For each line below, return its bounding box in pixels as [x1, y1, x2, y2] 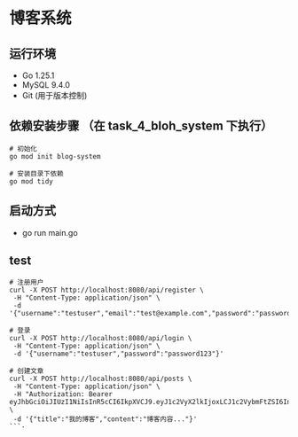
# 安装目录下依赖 [9, 169, 64, 178]
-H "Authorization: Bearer [12, 390, 114, 399]
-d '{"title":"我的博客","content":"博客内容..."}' [12, 415, 198, 424]
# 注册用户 [9, 278, 44, 287]
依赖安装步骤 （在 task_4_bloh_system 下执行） [9, 119, 273, 134]
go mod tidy [9, 176, 53, 186]
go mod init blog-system [9, 152, 101, 160]
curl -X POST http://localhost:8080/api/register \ [9, 285, 204, 295]
